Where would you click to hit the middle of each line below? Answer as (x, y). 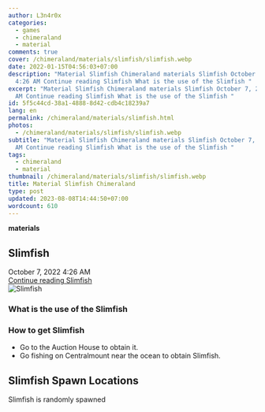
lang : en (22, 111)
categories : (28, 23)
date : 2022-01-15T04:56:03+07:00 (63, 67)
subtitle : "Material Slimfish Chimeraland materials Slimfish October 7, (132, 140)
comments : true (33, 52)
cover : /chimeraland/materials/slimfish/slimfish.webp (100, 60)
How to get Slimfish (47, 330)
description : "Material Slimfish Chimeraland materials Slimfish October (132, 74)
